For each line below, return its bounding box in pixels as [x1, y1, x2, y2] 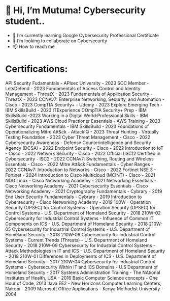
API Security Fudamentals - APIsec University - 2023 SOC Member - [5, 80, 149, 86]
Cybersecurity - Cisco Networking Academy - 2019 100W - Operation [5, 199, 151, 205]
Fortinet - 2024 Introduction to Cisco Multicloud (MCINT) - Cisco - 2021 [5, 172, 156, 178]
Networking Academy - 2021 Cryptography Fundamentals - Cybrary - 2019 [5, 188, 162, 194]
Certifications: [5, 63, 68, 75]
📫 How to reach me [12, 43, 55, 49]
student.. [5, 15, 45, 27]
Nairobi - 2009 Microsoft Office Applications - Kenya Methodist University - [5, 285, 164, 292]
